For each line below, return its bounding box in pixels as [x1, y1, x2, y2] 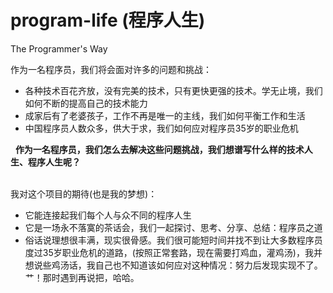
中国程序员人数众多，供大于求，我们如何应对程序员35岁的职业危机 [24, 122, 299, 134]
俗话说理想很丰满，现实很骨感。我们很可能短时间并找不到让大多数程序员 [24, 234, 323, 246]
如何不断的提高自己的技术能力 [24, 97, 148, 109]
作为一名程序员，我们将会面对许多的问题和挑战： [10, 63, 212, 75]
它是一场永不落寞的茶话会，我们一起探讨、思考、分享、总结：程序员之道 [24, 221, 323, 233]
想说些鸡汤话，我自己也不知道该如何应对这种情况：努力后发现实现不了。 [24, 259, 323, 271]
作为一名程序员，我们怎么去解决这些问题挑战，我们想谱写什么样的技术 [14, 143, 305, 155]
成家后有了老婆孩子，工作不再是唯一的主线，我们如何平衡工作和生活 [24, 109, 306, 121]
